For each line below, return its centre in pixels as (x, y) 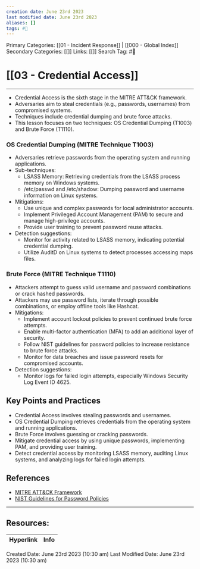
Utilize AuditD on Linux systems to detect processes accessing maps (108, 252)
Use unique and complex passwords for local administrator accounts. (109, 208)
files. (30, 259)
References (28, 478)
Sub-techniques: (35, 170)
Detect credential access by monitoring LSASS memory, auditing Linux (101, 453)
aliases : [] (21, 23)
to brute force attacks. (51, 350)
